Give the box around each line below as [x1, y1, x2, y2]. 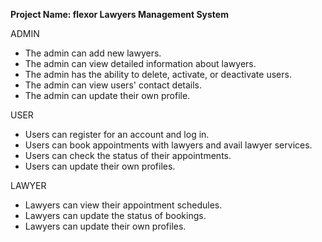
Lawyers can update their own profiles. [24, 220, 187, 232]
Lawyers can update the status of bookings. [24, 210, 207, 221]
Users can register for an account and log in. [24, 129, 210, 140]
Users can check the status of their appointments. [24, 150, 232, 161]
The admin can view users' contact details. [24, 79, 203, 91]
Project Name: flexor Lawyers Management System [10, 9, 229, 20]
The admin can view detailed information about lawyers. [24, 58, 257, 69]
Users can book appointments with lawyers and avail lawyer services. [24, 139, 313, 151]
